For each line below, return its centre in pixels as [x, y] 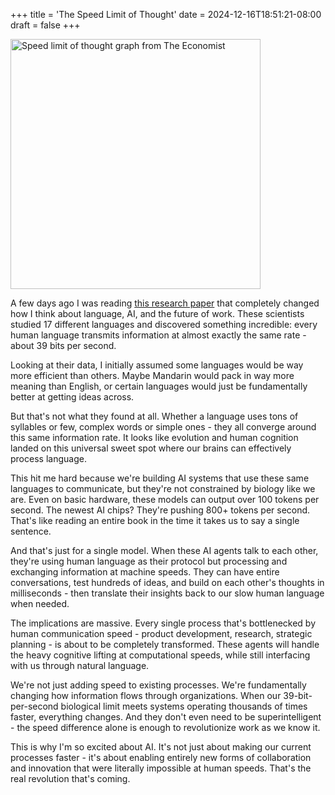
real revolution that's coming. [70, 778]
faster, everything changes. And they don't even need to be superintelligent [166, 717]
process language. [48, 458]
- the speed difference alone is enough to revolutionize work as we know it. [165, 727]
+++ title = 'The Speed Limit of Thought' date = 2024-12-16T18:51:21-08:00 [166, 14]
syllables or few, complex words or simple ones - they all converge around [163, 427]
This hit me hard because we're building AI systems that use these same [160, 478]
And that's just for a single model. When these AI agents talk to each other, [164, 550]
